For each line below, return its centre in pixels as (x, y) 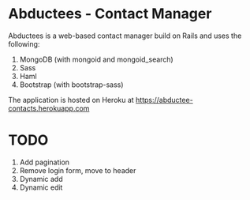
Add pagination (44, 162)
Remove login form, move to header (78, 170)
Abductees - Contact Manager (110, 14)
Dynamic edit (41, 187)
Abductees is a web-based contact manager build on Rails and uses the (125, 36)
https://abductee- (164, 100)
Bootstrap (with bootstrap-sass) (71, 85)
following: (24, 43)
